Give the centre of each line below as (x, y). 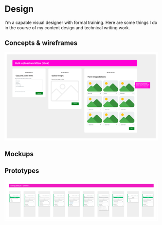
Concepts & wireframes (41, 43)
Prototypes (22, 171)
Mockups (19, 154)
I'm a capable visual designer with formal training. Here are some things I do (81, 22)
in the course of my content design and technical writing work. (67, 27)
